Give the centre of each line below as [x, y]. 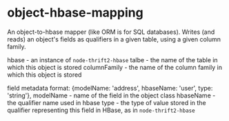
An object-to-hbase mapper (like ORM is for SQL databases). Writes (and [111, 32]
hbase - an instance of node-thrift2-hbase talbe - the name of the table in [113, 59]
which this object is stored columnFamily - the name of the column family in [115, 67]
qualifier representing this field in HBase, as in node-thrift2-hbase [101, 110]
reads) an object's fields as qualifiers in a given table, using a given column [114, 39]
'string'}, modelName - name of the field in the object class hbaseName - [111, 95]
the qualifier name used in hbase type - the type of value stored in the [107, 102]
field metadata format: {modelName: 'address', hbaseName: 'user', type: [110, 88]
